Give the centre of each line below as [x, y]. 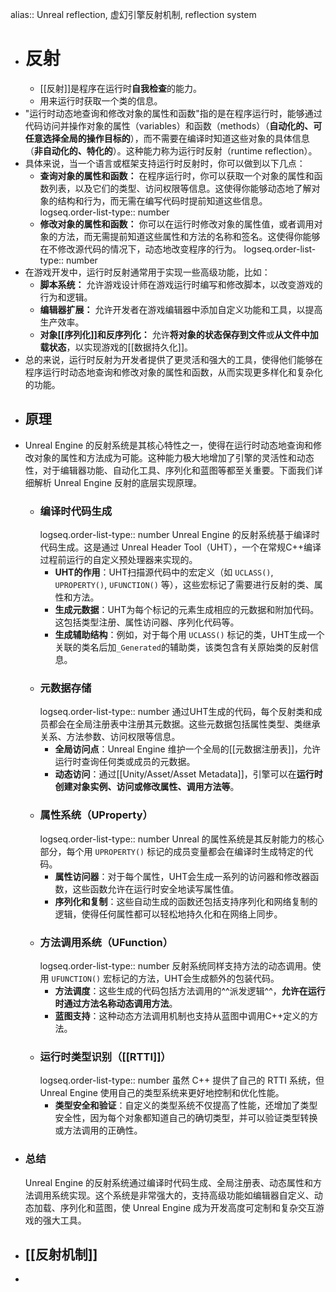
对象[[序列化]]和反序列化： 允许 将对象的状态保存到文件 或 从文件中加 [179, 334]
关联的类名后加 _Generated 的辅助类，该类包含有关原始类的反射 [182, 647]
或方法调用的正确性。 [98, 1130]
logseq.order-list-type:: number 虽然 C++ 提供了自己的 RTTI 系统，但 [182, 1080]
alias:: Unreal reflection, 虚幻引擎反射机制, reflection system [133, 14]
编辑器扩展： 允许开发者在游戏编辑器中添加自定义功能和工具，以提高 [181, 309]
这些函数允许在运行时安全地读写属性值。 [156, 889]
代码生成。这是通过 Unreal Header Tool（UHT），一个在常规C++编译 [180, 547]
